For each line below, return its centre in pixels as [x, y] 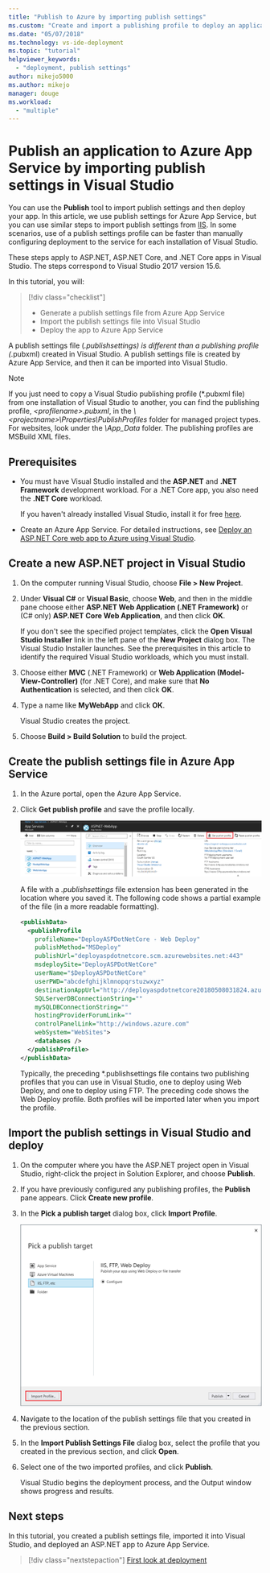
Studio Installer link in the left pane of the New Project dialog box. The [137, 639]
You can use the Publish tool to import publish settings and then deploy [127, 208]
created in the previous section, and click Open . [99, 1451]
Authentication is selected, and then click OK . [97, 689]
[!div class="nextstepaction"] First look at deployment [117, 1560]
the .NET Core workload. [61, 498]
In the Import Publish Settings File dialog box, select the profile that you [140, 1443]
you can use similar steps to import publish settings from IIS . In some [123, 225]
